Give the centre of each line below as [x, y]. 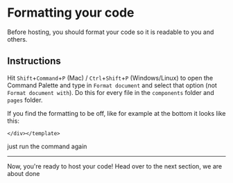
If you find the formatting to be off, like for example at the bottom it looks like [116, 113]
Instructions [34, 61]
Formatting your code [71, 13]
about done [24, 173]
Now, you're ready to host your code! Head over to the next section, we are [115, 166]
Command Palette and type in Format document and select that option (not [112, 85]
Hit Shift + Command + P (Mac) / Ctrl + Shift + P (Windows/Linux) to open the [110, 78]
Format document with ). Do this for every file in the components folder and [111, 92]
